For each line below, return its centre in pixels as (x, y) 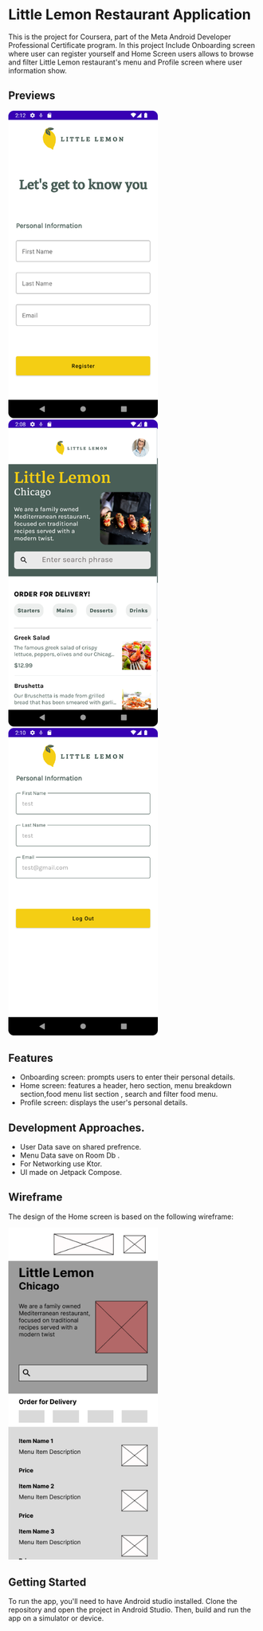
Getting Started (47, 1582)
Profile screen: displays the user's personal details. (104, 1102)
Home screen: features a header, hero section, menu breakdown (126, 1086)
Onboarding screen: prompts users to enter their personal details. (127, 1077)
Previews (32, 96)
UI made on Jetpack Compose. (71, 1172)
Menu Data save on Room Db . (70, 1155)
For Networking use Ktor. (61, 1163)
